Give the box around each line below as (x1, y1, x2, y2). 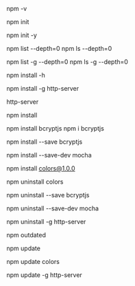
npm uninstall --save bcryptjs (6, 191, 90, 199)
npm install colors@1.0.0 (6, 164, 76, 173)
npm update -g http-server (6, 271, 83, 279)
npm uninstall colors (6, 177, 64, 186)
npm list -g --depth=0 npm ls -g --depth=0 (6, 58, 128, 66)
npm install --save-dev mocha (6, 151, 92, 159)
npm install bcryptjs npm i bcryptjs (6, 124, 104, 132)
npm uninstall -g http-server (6, 218, 86, 225)
